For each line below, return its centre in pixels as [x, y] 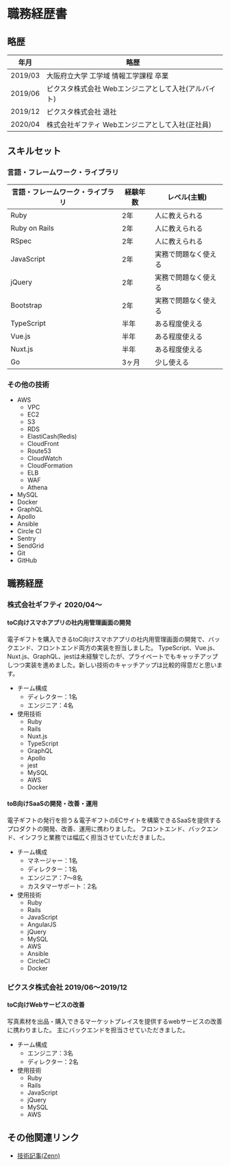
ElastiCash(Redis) [52, 436]
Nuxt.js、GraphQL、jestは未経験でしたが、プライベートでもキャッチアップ [113, 656]
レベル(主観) [187, 197]
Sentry [26, 538]
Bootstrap [26, 305]
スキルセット [34, 151]
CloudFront [43, 443]
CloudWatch [45, 458]
